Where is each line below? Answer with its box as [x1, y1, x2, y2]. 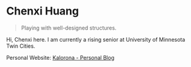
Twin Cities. [6, 42, 36, 49]
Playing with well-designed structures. [20, 24, 117, 31]
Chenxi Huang [6, 4, 80, 18]
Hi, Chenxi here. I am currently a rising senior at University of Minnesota [6, 36, 186, 43]
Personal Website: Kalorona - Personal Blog [6, 54, 114, 61]
